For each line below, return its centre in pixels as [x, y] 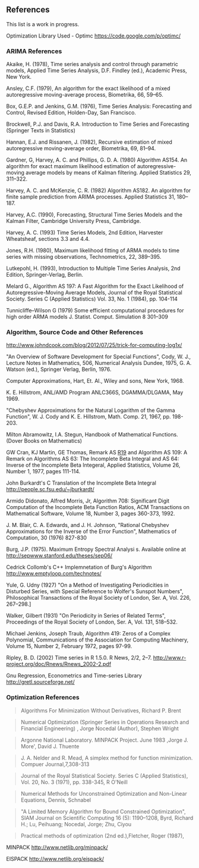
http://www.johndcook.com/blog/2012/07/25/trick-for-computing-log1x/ [94, 345]
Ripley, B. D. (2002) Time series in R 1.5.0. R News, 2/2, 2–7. [79, 658]
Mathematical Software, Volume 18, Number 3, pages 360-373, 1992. [91, 514]
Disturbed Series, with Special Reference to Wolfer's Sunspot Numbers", [95, 591]
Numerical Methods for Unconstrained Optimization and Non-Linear [104, 793]
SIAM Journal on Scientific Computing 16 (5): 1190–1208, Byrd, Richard [107, 818]
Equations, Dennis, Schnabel [56, 800]
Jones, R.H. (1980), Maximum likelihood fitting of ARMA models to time [93, 250]
